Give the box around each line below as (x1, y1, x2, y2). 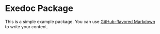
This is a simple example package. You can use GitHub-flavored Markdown (5, 19, 156, 24)
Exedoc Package (5, 3, 74, 14)
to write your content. (5, 23, 48, 29)
